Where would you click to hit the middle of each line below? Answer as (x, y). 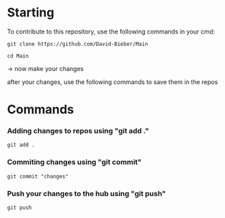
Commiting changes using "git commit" (75, 162)
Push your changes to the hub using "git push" (87, 193)
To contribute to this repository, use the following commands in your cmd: (111, 31)
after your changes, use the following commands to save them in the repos (112, 82)
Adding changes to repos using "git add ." (78, 131)
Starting (31, 13)
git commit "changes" (38, 176)
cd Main (18, 56)
